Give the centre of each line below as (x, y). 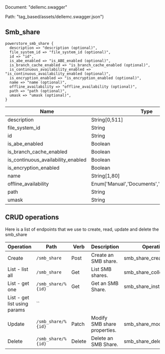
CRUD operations (32, 217)
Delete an (102, 338)
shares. (99, 275)
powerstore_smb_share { (29, 43)
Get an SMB (105, 283)
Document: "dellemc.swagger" (36, 7)
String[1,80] (106, 176)
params (16, 310)
